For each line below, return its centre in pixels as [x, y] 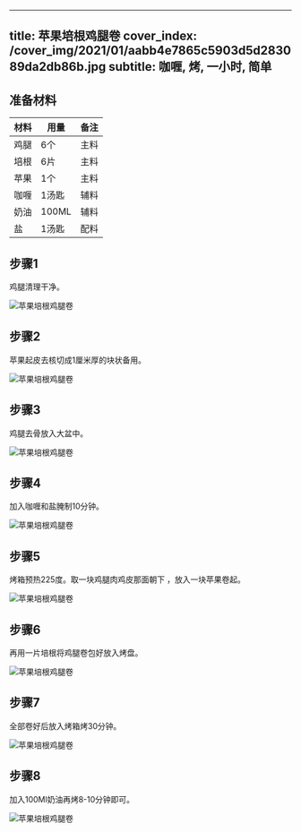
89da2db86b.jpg [58, 67]
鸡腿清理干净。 [37, 287]
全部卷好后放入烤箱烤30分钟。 [65, 725]
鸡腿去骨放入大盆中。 [48, 433]
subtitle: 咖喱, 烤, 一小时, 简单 [190, 67]
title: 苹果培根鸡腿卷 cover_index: [103, 36]
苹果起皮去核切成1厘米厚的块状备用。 [77, 360]
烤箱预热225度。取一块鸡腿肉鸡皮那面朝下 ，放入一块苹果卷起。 [128, 579]
